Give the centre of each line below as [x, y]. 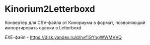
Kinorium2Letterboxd [50, 9]
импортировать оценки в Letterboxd [43, 27]
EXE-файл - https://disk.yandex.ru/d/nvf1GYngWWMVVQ [63, 37]
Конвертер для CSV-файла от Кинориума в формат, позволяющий [75, 22]
